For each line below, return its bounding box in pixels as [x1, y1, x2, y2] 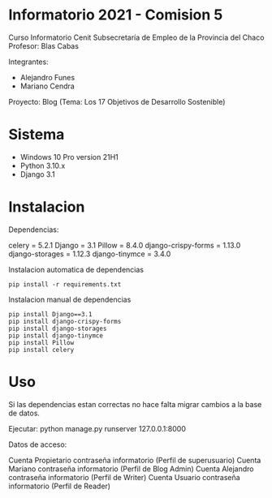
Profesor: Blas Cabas [8, 41, 80, 50]
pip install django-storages [8, 324, 107, 333]
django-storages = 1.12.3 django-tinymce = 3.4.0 [8, 249, 171, 259]
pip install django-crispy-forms [8, 317, 122, 325]
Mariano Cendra [19, 81, 75, 91]
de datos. [8, 408, 41, 418]
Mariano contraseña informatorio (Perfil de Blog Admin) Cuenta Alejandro [8, 464, 254, 474]
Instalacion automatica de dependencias [8, 264, 145, 274]
